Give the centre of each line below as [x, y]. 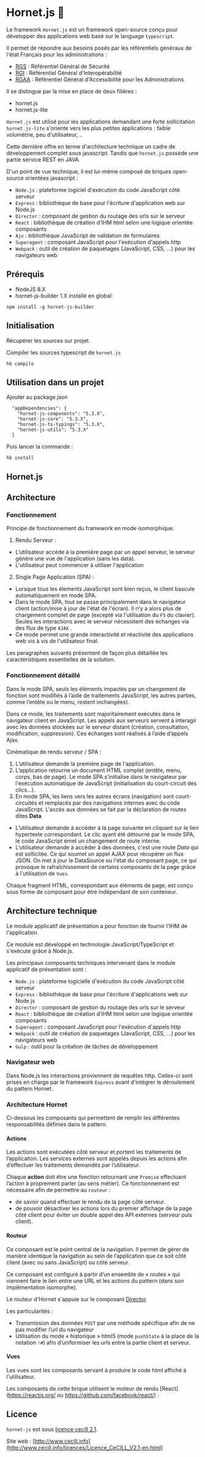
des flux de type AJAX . [43, 628]
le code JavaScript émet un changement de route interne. [88, 841]
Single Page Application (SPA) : [54, 577]
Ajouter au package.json [37, 397]
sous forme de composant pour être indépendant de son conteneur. [92, 892]
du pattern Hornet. [30, 1088]
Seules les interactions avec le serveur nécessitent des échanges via [102, 622]
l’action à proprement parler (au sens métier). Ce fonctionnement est [93, 1183]
